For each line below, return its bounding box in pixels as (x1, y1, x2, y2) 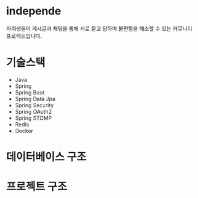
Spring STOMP (14, 114, 52, 122)
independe (6, 4, 61, 18)
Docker (14, 127, 34, 134)
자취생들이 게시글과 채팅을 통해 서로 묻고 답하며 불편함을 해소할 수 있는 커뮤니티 (6, 25, 193, 32)
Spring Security (14, 101, 54, 109)
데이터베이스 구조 (6, 150, 87, 164)
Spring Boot (14, 88, 45, 96)
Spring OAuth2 (14, 108, 52, 115)
